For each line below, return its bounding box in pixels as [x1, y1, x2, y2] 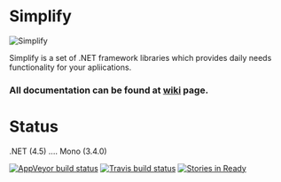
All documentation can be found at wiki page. [9, 84, 209, 96]
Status [9, 117, 59, 137]
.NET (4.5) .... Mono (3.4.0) [9, 146, 108, 156]
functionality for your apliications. [9, 62, 132, 72]
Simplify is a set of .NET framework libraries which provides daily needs [9, 52, 272, 63]
